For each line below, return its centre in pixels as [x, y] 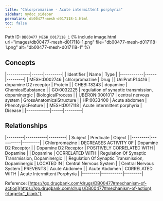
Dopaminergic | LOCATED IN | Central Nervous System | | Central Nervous [80, 163]
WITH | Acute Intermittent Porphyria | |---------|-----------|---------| [74, 174]
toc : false [16, 23]
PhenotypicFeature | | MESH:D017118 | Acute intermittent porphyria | [73, 106]
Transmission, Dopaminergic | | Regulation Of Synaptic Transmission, [74, 158]
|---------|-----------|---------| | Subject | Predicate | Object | [67, 137]
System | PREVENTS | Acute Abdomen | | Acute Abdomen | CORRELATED [79, 168]
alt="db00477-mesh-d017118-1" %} [54, 47]
